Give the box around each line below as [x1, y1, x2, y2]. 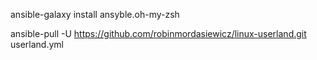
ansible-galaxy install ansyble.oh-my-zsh [10, 9, 180, 20]
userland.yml [10, 39, 64, 50]
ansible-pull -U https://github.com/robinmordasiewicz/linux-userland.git [10, 28, 307, 39]
